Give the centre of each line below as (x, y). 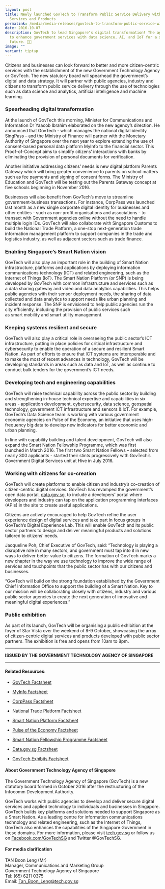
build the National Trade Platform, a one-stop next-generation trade (73, 228)
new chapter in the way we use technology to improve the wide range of (78, 561)
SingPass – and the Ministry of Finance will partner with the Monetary (75, 136)
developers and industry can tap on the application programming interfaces (82, 500)
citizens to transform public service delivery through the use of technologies (82, 86)
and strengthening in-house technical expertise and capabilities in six (75, 398)
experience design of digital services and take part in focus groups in (75, 520)
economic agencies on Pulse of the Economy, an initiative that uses (73, 420)
